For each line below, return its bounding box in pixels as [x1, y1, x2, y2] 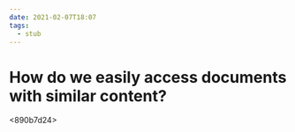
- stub [17, 29, 42, 38]
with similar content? [9, 85, 168, 106]
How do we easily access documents [9, 67, 287, 87]
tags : [9, 21, 29, 30]
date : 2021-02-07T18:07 [9, 12, 97, 22]
